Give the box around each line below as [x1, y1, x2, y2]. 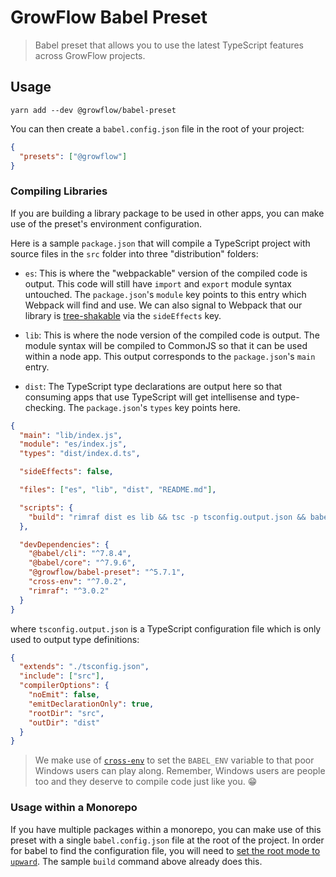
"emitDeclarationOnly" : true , [28, 699, 155, 709]
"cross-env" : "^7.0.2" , [28, 577, 128, 587]
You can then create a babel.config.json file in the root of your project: [10, 122, 305, 135]
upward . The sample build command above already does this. [10, 855, 263, 867]
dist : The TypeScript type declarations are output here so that [24, 380, 283, 392]
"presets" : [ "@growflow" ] [19, 151, 128, 161]
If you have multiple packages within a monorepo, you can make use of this [10, 823, 322, 835]
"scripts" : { [19, 502, 74, 513]
